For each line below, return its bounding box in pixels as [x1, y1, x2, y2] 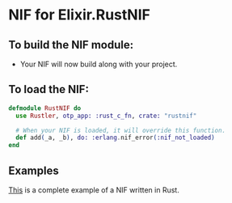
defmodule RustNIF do [8, 104, 82, 112]
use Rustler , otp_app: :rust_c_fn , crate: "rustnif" [15, 112, 197, 120]
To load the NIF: [8, 82, 89, 96]
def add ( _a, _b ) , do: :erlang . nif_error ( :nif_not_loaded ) [15, 133, 216, 142]
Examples [8, 163, 59, 177]
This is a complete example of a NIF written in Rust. [8, 185, 179, 195]
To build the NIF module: [8, 38, 134, 52]
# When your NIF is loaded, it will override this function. [15, 126, 226, 134]
